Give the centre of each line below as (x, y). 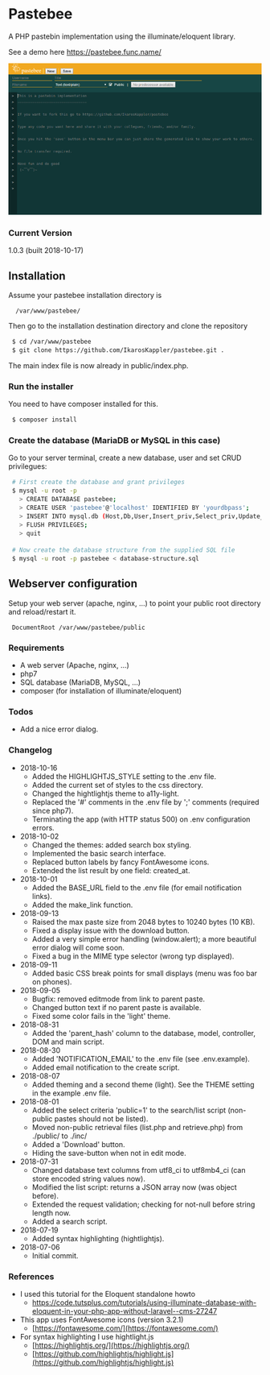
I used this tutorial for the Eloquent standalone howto (107, 1294)
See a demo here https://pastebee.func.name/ (85, 52)
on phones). (52, 982)
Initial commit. (55, 1255)
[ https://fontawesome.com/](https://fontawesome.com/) (125, 1328)
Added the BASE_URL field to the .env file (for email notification (137, 888)
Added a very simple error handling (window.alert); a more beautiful (144, 938)
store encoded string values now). (89, 1178)
